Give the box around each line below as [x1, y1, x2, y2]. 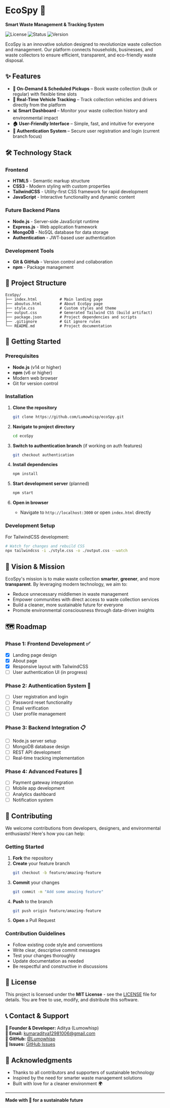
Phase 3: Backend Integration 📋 [5, 724, 86, 731]
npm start [12, 490, 34, 496]
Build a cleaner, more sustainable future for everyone [12, 602, 124, 608]
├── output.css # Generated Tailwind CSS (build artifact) [5, 310, 153, 315]
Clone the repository [12, 404, 57, 411]
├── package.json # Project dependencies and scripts [5, 315, 137, 320]
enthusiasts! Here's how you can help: [5, 830, 85, 837]
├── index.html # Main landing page [5, 297, 103, 302]
